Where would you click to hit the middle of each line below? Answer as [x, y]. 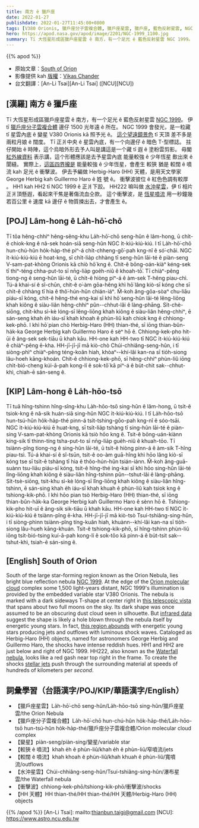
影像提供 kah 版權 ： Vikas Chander [57, 76]
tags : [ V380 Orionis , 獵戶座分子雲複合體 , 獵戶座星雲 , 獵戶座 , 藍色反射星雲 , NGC [99, 28]
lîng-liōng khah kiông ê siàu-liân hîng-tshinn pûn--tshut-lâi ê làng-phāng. [96, 474]
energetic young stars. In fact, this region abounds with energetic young [94, 626]
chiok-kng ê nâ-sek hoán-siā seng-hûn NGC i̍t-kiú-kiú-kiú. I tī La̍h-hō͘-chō [101, 243]
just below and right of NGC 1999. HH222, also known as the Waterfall [92, 651]
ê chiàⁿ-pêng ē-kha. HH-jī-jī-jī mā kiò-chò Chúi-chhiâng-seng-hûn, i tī [93, 345]
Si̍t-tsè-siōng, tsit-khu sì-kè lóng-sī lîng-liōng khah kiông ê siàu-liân [89, 481]
